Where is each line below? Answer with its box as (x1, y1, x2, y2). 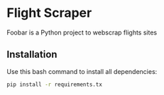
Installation (6, 49, 58, 61)
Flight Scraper (6, 5, 92, 21)
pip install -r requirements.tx (6, 81, 102, 88)
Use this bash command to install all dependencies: (6, 67, 158, 75)
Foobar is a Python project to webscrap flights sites (6, 28, 158, 37)
